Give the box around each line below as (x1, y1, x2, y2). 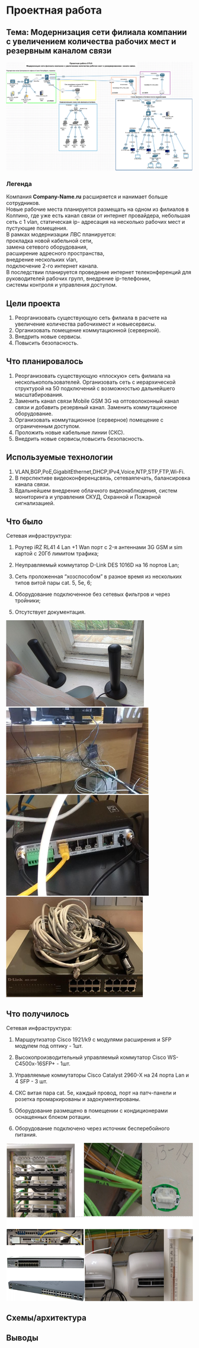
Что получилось (6, 1009, 69, 1019)
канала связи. (14, 480, 50, 487)
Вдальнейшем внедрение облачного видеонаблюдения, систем (14, 487, 178, 494)
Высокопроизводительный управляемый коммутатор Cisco (14, 1054, 166, 1061)
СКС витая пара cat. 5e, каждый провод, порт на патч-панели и (14, 1089, 176, 1096)
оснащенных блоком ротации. (14, 1113, 92, 1121)
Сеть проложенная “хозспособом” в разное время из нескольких (14, 573, 182, 580)
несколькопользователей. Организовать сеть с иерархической (14, 378, 176, 386)
